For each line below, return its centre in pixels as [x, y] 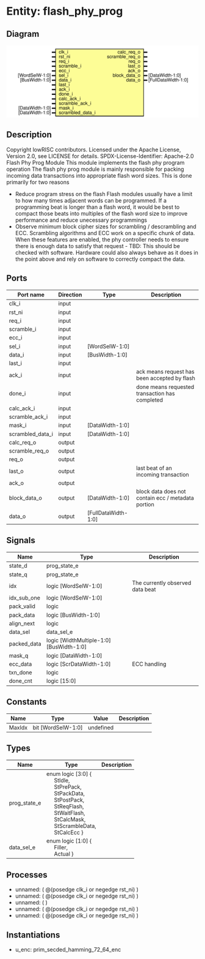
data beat [144, 589]
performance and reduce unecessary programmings [81, 220]
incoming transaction [163, 474]
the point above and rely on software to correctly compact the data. [100, 259]
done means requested [165, 386]
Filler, [61, 847]
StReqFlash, [69, 806]
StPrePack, [68, 787]
